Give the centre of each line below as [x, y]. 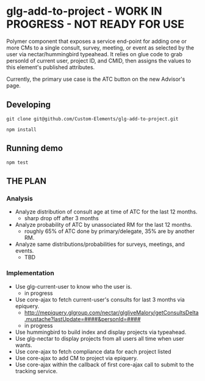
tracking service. [36, 371]
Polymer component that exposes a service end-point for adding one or [97, 41]
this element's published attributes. [51, 67]
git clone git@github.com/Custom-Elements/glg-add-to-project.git [92, 119]
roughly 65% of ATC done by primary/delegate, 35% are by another [110, 231]
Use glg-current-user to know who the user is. [74, 286]
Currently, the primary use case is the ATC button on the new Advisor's [96, 79]
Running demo [34, 148]
